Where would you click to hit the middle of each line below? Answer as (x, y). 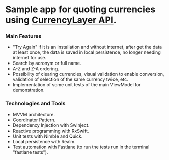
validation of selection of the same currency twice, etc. (70, 79)
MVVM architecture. (34, 114)
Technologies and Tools (35, 104)
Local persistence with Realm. (44, 141)
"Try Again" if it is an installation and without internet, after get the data (87, 47)
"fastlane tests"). (30, 152)
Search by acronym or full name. (47, 63)
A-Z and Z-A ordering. (36, 69)
